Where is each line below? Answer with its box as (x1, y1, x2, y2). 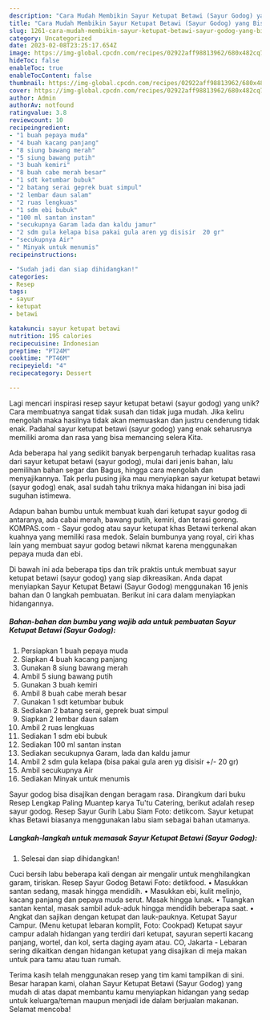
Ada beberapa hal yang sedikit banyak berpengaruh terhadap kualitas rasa (9, 447, 256, 458)
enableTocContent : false (9, 71, 92, 80)
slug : (9, 27, 27, 35)
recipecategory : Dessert (9, 369, 92, 377)
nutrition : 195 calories (9, 332, 92, 340)
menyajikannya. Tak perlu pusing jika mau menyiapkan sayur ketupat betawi (9, 473, 260, 483)
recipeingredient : (9, 124, 71, 132)
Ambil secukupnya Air (20, 765, 94, 775)
